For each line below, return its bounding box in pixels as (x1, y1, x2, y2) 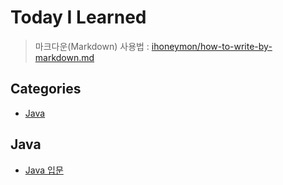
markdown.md (34, 51, 95, 63)
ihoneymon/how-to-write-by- (151, 40, 273, 52)
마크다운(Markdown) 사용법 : (34, 40, 150, 52)
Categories (10, 81, 82, 98)
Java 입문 (24, 164, 64, 176)
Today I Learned (10, 6, 147, 29)
